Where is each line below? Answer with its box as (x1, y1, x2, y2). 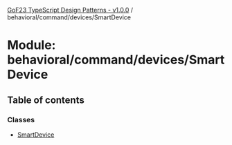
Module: (7, 37, 56, 53)
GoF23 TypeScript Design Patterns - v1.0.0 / (7, 6, 134, 14)
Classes (7, 115, 35, 124)
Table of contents (7, 94, 84, 106)
